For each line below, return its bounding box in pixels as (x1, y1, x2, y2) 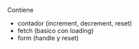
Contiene (7, 6, 34, 14)
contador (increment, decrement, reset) (17, 19, 132, 27)
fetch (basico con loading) (17, 27, 94, 35)
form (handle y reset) (17, 34, 79, 42)
